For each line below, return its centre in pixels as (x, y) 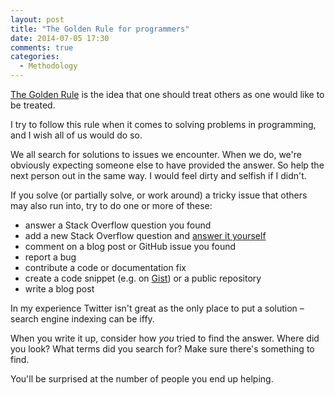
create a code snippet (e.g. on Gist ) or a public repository (143, 278)
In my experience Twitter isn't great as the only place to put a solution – (157, 308)
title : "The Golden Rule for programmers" (100, 29)
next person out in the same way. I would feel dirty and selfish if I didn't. (158, 175)
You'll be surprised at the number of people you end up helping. (142, 379)
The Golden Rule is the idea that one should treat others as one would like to (167, 94)
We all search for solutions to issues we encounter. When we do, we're (156, 154)
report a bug (50, 257)
